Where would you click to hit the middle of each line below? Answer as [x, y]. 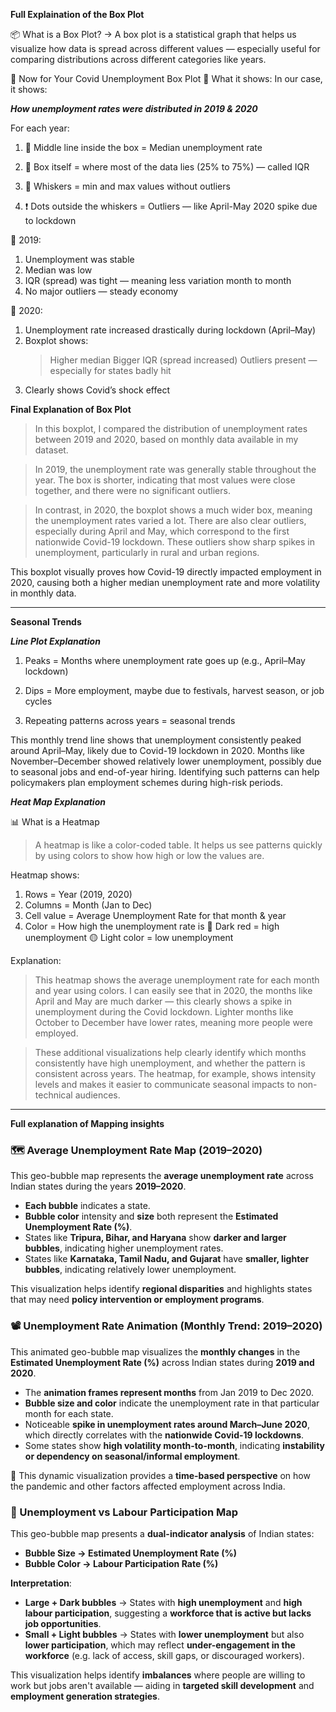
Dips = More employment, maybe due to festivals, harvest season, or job [174, 690]
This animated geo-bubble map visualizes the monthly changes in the [155, 1351]
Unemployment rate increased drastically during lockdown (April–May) [170, 330]
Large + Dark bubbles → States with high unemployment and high [163, 1602]
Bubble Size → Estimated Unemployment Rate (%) [130, 1553]
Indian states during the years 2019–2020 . [98, 1186]
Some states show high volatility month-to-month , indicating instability [174, 1445]
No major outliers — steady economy [101, 291]
